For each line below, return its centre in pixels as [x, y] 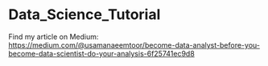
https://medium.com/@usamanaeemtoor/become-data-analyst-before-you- [134, 45]
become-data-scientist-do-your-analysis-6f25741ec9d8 [101, 53]
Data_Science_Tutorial [85, 15]
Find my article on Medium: [54, 37]
